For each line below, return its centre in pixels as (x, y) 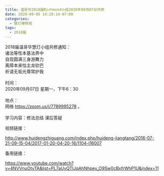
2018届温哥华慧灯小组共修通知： (38, 47)
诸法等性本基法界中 (24, 53)
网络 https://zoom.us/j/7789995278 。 (44, 106)
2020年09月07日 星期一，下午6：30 (42, 89)
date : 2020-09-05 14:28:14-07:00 (39, 14)
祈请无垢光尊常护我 (24, 71)
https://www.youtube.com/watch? (39, 163)
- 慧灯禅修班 (21, 23)
